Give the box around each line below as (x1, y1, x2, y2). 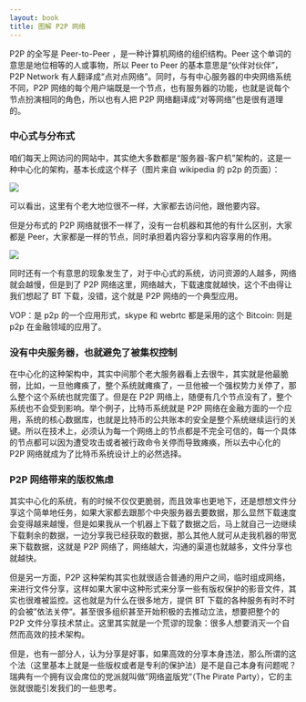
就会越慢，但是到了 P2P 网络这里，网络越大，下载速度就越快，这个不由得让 (9, 279, 293, 290)
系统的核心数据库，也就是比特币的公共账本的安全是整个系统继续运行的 (25, 414, 289, 425)
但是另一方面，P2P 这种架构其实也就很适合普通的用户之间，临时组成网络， (9, 572, 291, 583)
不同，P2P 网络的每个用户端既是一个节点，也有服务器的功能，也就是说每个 (9, 82, 291, 93)
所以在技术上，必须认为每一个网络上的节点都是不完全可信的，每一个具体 (25, 426, 297, 437)
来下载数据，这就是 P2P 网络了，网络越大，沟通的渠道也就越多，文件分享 (9, 542, 285, 552)
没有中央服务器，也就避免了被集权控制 (9, 346, 178, 358)
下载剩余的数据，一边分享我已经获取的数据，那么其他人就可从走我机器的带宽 (9, 530, 297, 541)
